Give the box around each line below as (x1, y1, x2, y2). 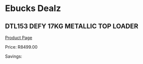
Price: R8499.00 (5, 44, 38, 50)
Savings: (5, 53, 23, 59)
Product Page (5, 35, 32, 40)
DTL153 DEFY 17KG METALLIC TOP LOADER (5, 22, 139, 30)
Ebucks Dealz (5, 3, 62, 14)
